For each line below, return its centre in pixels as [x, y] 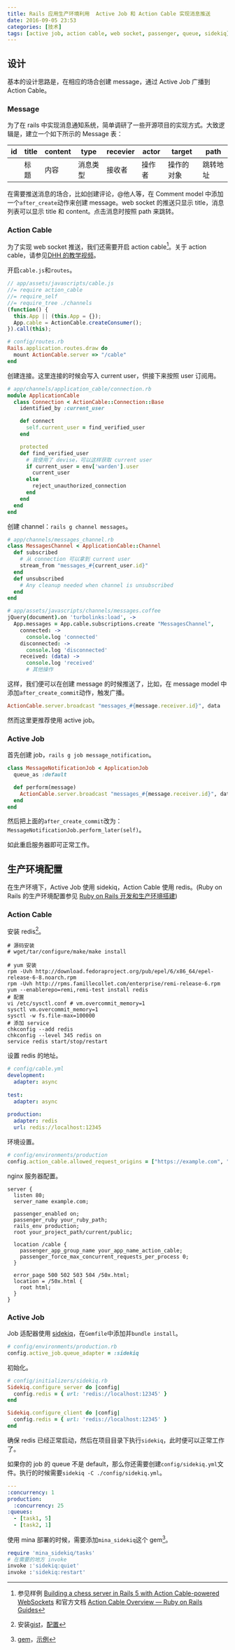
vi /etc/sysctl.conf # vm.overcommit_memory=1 [76, 1003]
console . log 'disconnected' [67, 650]
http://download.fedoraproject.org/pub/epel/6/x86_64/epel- [125, 972]
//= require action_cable [45, 290]
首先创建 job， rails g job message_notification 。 [81, 755]
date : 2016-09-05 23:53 [42, 20]
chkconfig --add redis [40, 1029]
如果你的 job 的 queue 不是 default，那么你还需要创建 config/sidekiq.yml [113, 1463]
